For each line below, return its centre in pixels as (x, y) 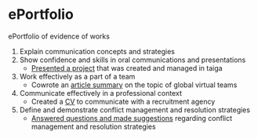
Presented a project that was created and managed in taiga (127, 68)
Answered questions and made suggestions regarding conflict (132, 118)
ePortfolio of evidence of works (59, 36)
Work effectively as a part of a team (77, 76)
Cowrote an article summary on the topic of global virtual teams (134, 85)
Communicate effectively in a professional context (100, 93)
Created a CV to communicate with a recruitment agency (123, 101)
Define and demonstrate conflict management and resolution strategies (135, 110)
